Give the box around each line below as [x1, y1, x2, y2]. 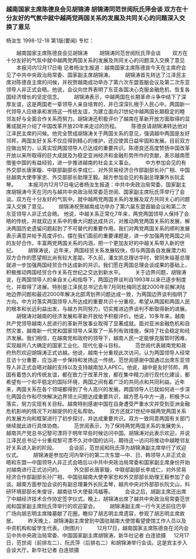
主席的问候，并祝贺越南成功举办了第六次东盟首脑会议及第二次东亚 [31, 79, 190, 86]
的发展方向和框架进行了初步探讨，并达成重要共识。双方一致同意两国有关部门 [6, 415, 190, 422]
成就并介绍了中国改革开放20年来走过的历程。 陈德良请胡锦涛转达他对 [10, 123, 188, 130]
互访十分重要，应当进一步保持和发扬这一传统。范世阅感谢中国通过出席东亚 [6, 357, 185, 364]
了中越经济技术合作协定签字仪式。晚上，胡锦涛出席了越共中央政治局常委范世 [6, 495, 190, 502]
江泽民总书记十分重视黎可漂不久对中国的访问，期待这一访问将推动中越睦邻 [6, 437, 185, 444]
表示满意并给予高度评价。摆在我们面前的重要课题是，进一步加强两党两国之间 [6, 232, 190, 239]
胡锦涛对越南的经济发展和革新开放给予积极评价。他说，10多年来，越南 [16, 313, 185, 320]
